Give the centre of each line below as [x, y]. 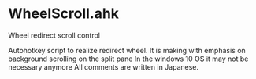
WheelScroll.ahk [64, 14]
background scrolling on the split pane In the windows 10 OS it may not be [128, 59]
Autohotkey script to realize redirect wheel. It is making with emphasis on [127, 50]
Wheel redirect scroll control [54, 35]
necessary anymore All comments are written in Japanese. [104, 66]
